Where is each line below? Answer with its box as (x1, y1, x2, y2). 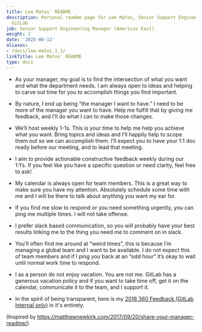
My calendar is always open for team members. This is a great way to (14, 180, 188, 187)
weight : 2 (6, 31, 31, 37)
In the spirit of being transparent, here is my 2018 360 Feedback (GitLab (14, 295, 194, 302)
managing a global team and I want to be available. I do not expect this (14, 246, 190, 253)
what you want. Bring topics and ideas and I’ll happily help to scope (14, 130, 182, 138)
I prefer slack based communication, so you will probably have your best (14, 222, 195, 229)
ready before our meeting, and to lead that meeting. (14, 143, 143, 151)
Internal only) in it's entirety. (14, 301, 85, 309)
